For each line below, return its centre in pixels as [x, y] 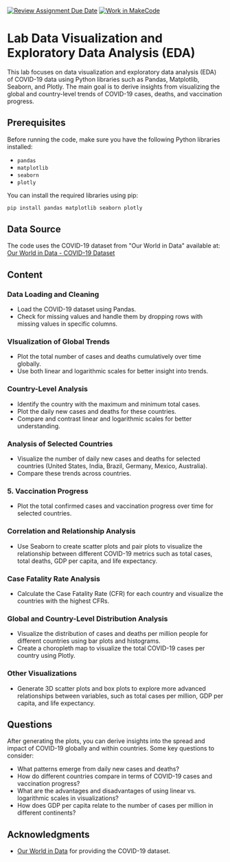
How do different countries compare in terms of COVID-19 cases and [115, 776]
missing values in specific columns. [67, 324]
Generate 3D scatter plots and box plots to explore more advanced [111, 688]
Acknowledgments [49, 834]
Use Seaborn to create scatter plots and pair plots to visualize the [110, 546]
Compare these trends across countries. [74, 474]
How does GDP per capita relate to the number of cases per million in [115, 806]
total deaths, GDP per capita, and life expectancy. [87, 561]
